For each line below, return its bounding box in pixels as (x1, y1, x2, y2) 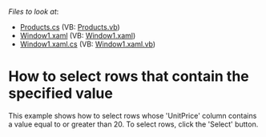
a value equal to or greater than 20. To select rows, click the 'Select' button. (8, 119, 259, 129)
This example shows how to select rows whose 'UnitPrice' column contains (8, 111, 257, 120)
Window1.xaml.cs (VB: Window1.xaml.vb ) (19, 39, 156, 49)
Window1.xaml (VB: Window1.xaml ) (19, 31, 136, 40)
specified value (8, 84, 114, 103)
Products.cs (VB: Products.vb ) (19, 22, 120, 31)
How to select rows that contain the (8, 67, 250, 86)
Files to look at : (8, 7, 59, 16)
